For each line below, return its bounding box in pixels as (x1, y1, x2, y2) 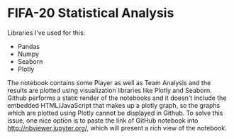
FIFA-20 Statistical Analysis (7, 5, 174, 21)
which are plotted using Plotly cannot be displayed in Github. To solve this (7, 109, 223, 117)
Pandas (17, 42, 40, 50)
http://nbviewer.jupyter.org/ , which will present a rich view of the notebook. (7, 123, 227, 132)
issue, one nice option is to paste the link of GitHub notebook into (7, 116, 199, 125)
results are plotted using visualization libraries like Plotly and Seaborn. (7, 86, 213, 94)
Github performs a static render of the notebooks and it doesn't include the (7, 94, 227, 102)
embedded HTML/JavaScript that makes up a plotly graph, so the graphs (7, 101, 221, 109)
